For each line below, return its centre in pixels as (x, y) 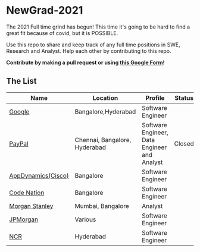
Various (85, 219)
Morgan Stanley (31, 206)
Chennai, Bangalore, (103, 140)
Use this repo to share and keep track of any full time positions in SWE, (93, 45)
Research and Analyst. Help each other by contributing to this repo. (89, 51)
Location (105, 97)
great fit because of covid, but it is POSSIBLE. (62, 33)
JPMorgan (24, 219)
